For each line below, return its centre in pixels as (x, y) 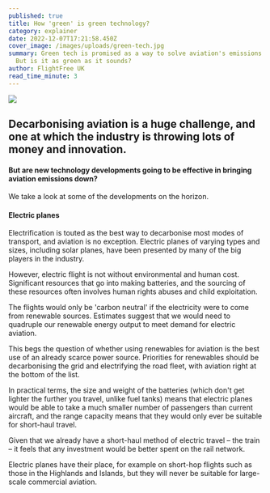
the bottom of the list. (44, 375)
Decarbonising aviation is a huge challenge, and (132, 124)
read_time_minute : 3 (43, 76)
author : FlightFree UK (46, 69)
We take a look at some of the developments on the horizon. (109, 197)
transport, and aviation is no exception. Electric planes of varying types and (134, 242)
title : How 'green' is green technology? (79, 23)
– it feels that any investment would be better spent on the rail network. (127, 449)
